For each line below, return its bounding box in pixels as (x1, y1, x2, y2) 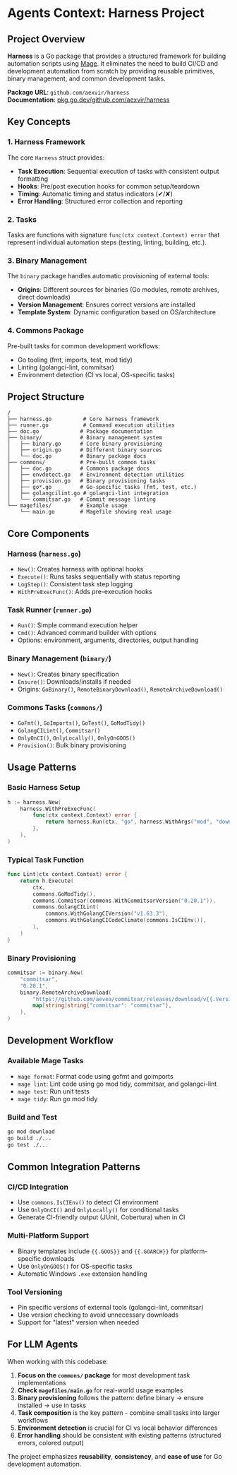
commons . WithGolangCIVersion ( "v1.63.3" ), (44, 910, 169, 918)
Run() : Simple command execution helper (17, 621, 138, 629)
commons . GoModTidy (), (32, 890, 97, 898)
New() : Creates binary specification (17, 670, 120, 678)
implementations (17, 1378, 66, 1387)
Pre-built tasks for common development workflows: (7, 341, 160, 350)
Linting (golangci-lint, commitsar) (17, 362, 114, 372)
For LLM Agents (7, 1339, 78, 1351)
